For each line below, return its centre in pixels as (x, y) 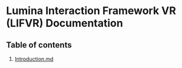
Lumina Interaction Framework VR (91, 11)
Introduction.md (34, 59)
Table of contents (39, 45)
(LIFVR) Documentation (65, 23)
